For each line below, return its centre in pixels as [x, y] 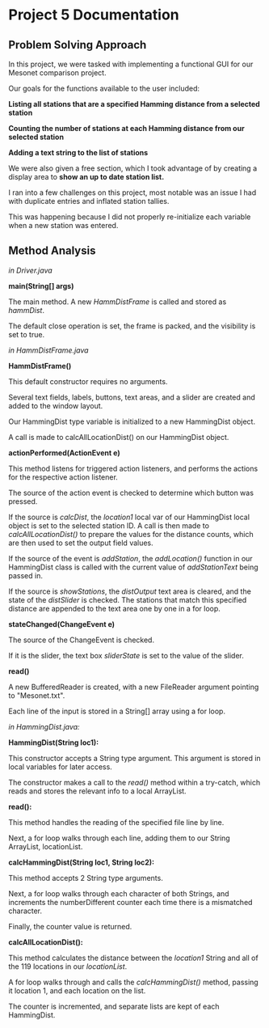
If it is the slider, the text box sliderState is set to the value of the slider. [126, 655]
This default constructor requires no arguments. [88, 381]
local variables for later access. [61, 767]
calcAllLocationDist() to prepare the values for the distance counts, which [131, 534]
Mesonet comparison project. [57, 73]
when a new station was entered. [63, 225]
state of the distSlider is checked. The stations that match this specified [128, 599]
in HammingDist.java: [44, 726]
